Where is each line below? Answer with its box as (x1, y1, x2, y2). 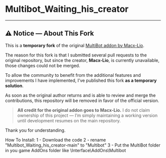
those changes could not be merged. (5, 62, 81, 68)
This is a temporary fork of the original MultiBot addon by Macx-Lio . (5, 42, 145, 48)
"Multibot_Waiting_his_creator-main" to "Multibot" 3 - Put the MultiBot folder (5, 142, 161, 148)
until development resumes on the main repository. (17, 117, 121, 123)
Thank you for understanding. (5, 127, 66, 133)
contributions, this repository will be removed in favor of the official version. (5, 98, 160, 104)
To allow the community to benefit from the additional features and (5, 72, 141, 78)
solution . (5, 83, 24, 89)
